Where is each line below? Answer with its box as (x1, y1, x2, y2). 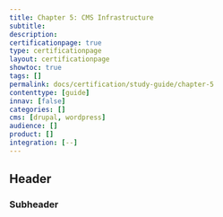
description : (9, 30, 58, 39)
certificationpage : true (9, 38, 102, 48)
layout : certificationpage (9, 55, 110, 64)
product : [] (9, 130, 54, 139)
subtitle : (9, 22, 47, 30)
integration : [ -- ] (9, 138, 78, 147)
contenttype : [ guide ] (9, 88, 90, 97)
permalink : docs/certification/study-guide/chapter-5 (9, 80, 215, 89)
